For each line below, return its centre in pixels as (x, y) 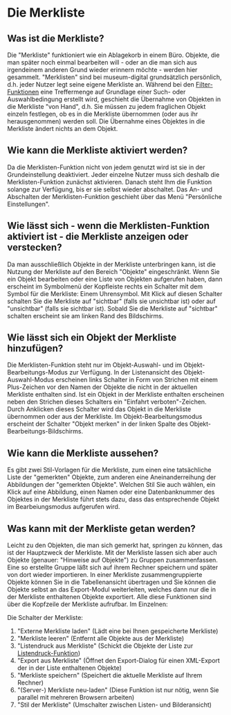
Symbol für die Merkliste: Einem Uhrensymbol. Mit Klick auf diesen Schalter (115, 293)
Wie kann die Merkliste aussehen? (83, 453)
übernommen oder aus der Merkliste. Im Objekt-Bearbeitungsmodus (105, 417)
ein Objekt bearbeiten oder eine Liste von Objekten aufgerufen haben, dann (115, 279)
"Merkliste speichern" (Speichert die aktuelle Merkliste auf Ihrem (110, 675)
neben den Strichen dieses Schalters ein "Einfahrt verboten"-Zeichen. (107, 402)
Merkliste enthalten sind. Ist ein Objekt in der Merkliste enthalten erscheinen (116, 395)
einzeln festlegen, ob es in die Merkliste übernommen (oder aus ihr (103, 114)
